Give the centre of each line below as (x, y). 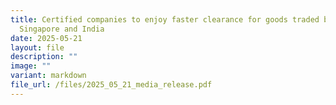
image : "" (31, 66)
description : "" (44, 57)
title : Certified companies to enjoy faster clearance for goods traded (165, 19)
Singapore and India (62, 29)
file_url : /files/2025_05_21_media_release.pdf (111, 85)
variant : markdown (48, 76)
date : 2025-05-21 (46, 38)
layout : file (37, 47)
